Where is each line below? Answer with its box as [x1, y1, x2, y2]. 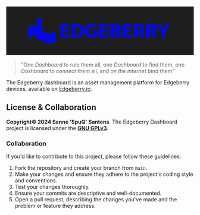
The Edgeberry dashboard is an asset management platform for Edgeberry [6, 79, 190, 86]
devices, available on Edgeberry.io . [6, 86, 92, 93]
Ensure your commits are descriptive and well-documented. [14, 189, 162, 197]
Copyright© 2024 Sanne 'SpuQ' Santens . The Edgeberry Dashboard [6, 118, 177, 125]
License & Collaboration [6, 102, 96, 113]
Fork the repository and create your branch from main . [14, 165, 148, 172]
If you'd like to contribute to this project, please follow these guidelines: [6, 153, 182, 160]
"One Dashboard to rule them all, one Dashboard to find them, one [20, 61, 185, 68]
